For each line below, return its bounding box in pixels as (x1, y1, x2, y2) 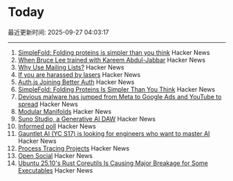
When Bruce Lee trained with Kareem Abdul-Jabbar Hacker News (17, 55, 206, 64)
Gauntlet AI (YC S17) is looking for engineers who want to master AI (17, 129, 210, 137)
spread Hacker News (17, 100, 78, 108)
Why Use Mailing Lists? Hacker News (17, 63, 124, 71)
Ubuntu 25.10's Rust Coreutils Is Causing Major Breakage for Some (17, 159, 208, 167)
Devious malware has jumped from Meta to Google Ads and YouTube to (17, 92, 222, 101)
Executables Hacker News (17, 166, 93, 174)
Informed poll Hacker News (17, 122, 96, 130)
